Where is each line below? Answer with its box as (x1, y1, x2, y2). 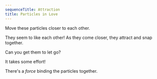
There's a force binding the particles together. (5, 68, 98, 74)
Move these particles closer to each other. (5, 25, 90, 31)
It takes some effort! (5, 59, 46, 64)
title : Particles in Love (5, 12, 58, 17)
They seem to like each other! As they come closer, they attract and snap (5, 35, 153, 40)
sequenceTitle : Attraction (5, 7, 60, 12)
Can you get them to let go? (5, 49, 61, 55)
